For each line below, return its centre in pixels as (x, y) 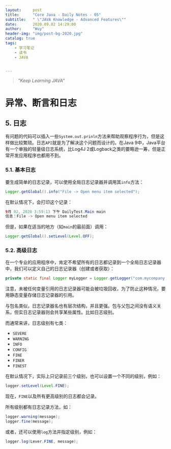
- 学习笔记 (24, 48)
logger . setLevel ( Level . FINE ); (37, 386)
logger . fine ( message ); (29, 422)
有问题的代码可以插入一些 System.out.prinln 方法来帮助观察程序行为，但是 (83, 136)
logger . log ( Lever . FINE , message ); (42, 441)
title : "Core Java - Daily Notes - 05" (53, 15)
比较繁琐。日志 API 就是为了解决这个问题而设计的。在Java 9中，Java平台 (90, 143)
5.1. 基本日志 (21, 170)
